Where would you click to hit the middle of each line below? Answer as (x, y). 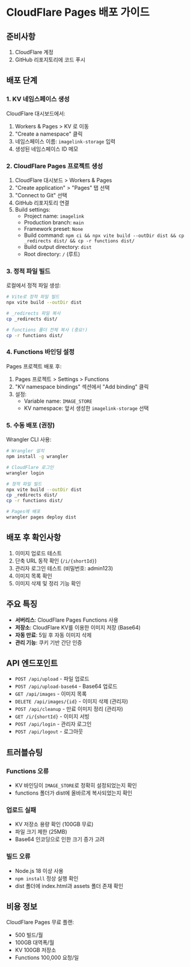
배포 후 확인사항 (34, 537)
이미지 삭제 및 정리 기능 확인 (48, 583)
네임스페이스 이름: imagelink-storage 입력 (65, 141)
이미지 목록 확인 (33, 576)
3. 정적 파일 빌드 (29, 271)
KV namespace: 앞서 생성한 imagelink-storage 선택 (86, 408)
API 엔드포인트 (32, 663)
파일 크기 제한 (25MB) (41, 832)
